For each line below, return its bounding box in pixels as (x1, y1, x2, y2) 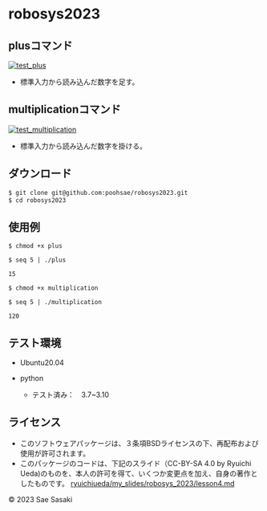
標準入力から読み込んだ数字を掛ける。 (19, 141, 147, 151)
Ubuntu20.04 (19, 358, 64, 367)
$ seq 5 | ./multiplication (8, 298, 103, 306)
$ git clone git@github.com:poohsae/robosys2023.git (8, 189, 188, 197)
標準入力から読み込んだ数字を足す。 (19, 77, 140, 87)
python (19, 374, 44, 383)
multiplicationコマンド (8, 103, 122, 116)
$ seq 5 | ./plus (8, 256, 67, 265)
